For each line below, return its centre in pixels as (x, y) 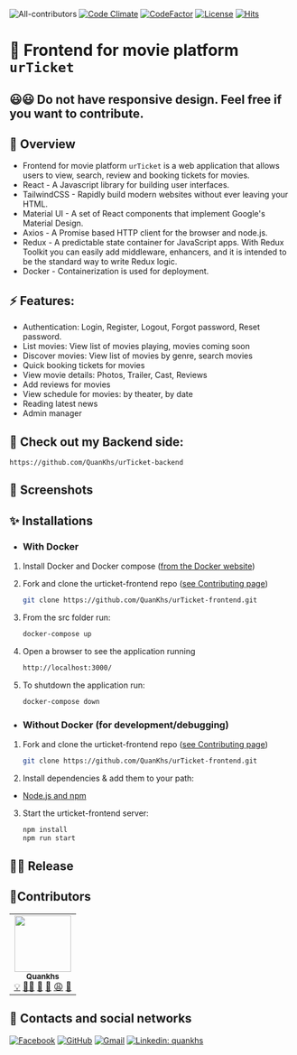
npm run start (49, 838)
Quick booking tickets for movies (84, 366)
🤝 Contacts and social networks (101, 1018)
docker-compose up (57, 634)
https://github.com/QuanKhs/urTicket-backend (96, 463)
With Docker (51, 546)
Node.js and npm (54, 795)
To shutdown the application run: (84, 685)
